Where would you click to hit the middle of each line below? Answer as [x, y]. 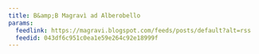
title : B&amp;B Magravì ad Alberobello [75, 15]
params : [21, 23]
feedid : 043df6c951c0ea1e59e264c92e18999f [87, 38]
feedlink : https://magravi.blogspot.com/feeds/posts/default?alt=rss [133, 30]
